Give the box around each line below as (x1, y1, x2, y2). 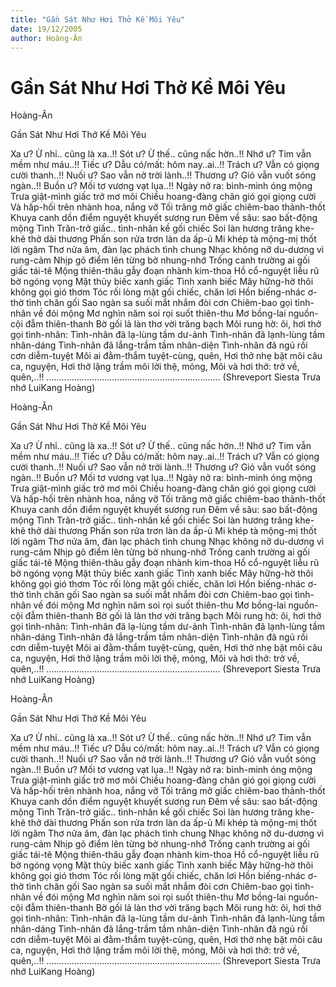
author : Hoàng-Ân (10, 33, 83, 43)
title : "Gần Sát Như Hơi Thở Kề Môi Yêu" (10, 14, 186, 25)
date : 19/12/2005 (10, 24, 83, 34)
